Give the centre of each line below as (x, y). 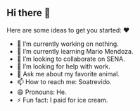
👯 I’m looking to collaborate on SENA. (71, 59)
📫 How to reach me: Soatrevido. (64, 81)
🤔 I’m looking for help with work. (63, 66)
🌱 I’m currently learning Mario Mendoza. (75, 51)
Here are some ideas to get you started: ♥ (68, 30)
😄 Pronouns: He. (42, 92)
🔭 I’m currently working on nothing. (68, 44)
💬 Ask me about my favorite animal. (68, 74)
